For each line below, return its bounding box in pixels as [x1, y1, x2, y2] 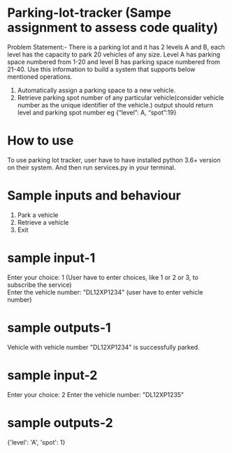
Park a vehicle [17, 211, 59, 219]
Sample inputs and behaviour [7, 188, 182, 204]
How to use [7, 133, 74, 149]
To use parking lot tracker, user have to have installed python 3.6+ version [7, 156, 222, 164]
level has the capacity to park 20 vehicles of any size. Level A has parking [7, 50, 221, 59]
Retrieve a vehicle [17, 218, 69, 226]
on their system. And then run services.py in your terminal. [7, 163, 176, 172]
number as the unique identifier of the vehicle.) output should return [17, 101, 214, 109]
